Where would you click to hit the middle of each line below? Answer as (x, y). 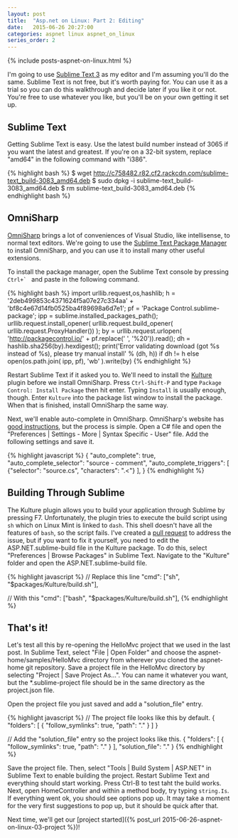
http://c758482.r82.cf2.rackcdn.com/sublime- (161, 173)
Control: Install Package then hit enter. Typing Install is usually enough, (117, 390)
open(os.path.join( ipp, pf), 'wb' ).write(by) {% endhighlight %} (99, 361)
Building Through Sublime (66, 493)
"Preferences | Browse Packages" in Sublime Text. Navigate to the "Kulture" (119, 555)
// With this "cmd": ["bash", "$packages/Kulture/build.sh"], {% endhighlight (118, 598)
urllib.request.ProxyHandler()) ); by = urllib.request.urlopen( (95, 331)
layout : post (27, 14)
